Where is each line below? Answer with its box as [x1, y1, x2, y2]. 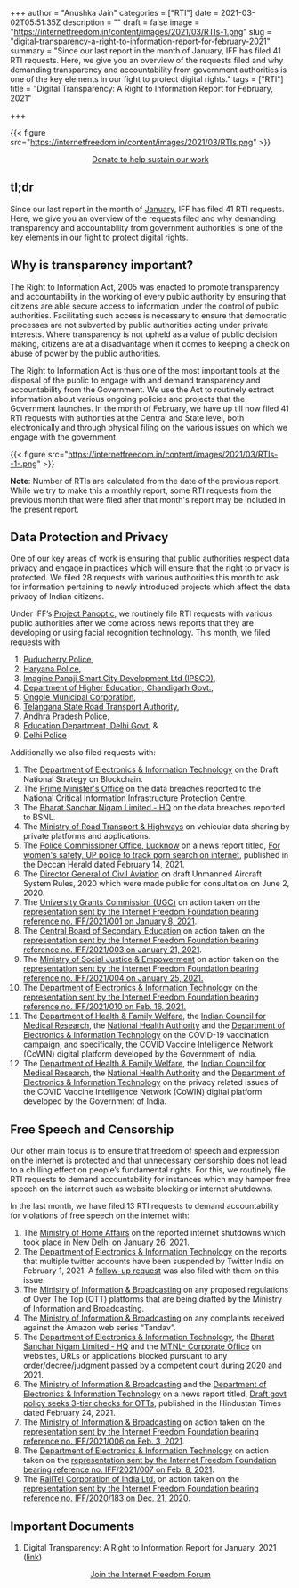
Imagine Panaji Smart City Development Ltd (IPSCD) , [22, 673, 216, 684]
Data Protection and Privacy [10, 530, 169, 545]
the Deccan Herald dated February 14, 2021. [22, 860, 185, 870]
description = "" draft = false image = [62, 17, 200, 28]
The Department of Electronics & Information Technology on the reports [22, 1247, 287, 1257]
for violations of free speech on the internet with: [10, 1210, 190, 1221]
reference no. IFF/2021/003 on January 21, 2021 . [22, 944, 203, 955]
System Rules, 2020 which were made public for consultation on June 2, [22, 878, 290, 889]
